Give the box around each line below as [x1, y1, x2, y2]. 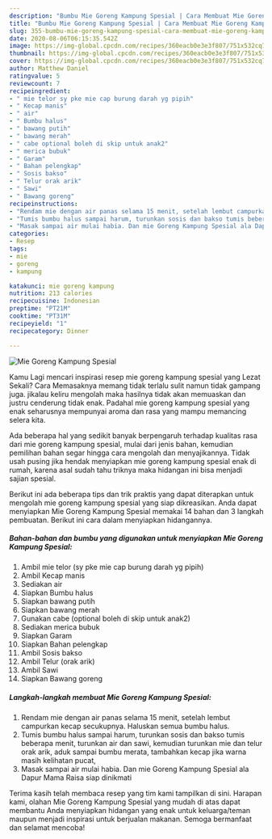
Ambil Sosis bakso [20, 648, 83, 658]
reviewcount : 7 [9, 79, 61, 87]
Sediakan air [20, 580, 63, 589]
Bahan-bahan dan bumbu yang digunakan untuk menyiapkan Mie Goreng [9, 533, 263, 543]
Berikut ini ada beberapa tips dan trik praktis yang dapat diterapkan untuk [9, 489, 254, 499]
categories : [9, 230, 49, 238]
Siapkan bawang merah [20, 605, 100, 615]
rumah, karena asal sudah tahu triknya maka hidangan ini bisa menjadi [9, 465, 243, 474]
